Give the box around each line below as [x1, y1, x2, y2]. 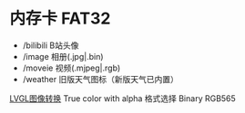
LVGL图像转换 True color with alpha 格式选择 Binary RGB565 [9, 92, 237, 104]
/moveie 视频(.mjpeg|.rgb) [22, 62, 121, 73]
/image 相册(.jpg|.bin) [22, 51, 104, 61]
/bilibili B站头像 [22, 40, 79, 51]
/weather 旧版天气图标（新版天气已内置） [22, 73, 179, 84]
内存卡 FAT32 [9, 8, 111, 29]
